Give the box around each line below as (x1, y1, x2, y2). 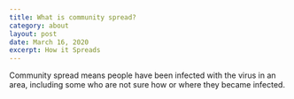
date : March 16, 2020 (9, 37, 89, 47)
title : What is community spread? (9, 12, 137, 22)
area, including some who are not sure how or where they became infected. (9, 80, 286, 90)
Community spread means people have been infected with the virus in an (9, 70, 276, 80)
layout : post (9, 29, 58, 38)
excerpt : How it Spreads (9, 46, 101, 55)
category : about (9, 21, 69, 30)
